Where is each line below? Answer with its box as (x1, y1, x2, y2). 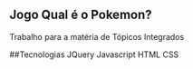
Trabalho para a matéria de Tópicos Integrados (9, 31, 185, 42)
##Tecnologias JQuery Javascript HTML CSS (9, 49, 179, 60)
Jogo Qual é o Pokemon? (9, 7, 152, 23)
